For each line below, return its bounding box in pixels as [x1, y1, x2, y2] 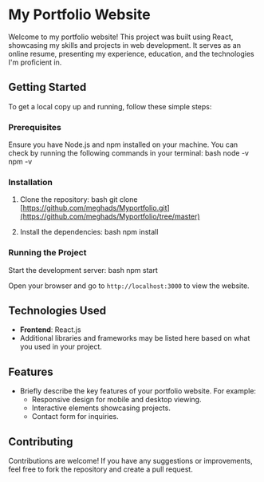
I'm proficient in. [8, 57, 62, 67]
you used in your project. [19, 342, 102, 352]
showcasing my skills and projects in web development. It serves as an [8, 40, 242, 49]
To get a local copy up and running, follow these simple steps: [8, 101, 212, 111]
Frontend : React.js [19, 325, 81, 334]
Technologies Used [8, 304, 106, 318]
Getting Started [8, 81, 87, 94]
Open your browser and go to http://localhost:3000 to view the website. [8, 281, 250, 290]
